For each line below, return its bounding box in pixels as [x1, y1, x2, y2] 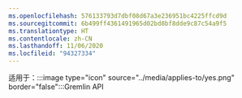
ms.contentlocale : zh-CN [8, 34, 93, 43]
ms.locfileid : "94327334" [8, 49, 96, 58]
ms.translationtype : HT [8, 27, 89, 35]
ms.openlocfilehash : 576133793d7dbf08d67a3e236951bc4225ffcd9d [8, 11, 227, 20]
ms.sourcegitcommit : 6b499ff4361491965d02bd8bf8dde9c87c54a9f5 [8, 19, 227, 28]
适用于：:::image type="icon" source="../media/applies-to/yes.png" [8, 73, 236, 82]
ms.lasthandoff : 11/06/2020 [8, 42, 104, 50]
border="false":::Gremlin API [8, 82, 104, 92]
